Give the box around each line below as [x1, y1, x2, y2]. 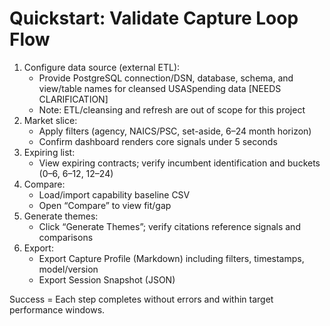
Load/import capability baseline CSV [38, 188, 191, 201]
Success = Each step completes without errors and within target [9, 293, 274, 305]
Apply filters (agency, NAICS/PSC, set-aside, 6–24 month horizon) [38, 125, 312, 137]
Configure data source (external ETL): [23, 61, 181, 73]
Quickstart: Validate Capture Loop [9, 7, 299, 30]
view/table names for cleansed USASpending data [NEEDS [38, 82, 282, 94]
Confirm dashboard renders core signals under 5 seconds [38, 135, 278, 147]
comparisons [38, 231, 94, 243]
